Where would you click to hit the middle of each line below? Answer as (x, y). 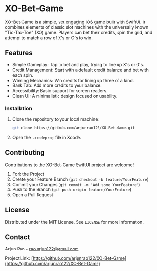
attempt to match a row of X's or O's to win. (49, 38)
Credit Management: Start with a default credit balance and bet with (80, 70)
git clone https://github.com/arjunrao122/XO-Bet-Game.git (73, 128)
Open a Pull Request (33, 195)
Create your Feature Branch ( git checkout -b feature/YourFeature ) (80, 179)
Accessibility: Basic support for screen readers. (60, 90)
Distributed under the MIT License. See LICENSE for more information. (74, 222)
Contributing (25, 153)
